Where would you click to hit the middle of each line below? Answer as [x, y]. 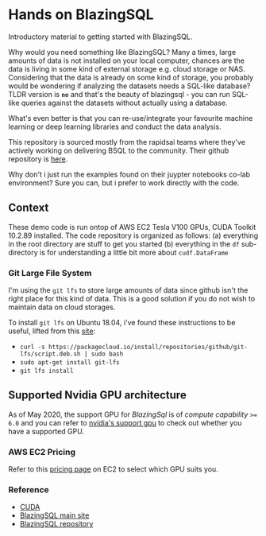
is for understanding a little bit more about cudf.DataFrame [134, 252]
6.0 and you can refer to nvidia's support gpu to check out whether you [125, 422]
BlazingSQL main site [54, 515]
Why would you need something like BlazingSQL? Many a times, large [122, 52]
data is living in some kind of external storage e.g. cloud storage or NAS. [127, 68]
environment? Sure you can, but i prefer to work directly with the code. [124, 183]
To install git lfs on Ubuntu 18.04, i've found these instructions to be [122, 323]
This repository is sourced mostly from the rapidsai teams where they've [127, 142]
